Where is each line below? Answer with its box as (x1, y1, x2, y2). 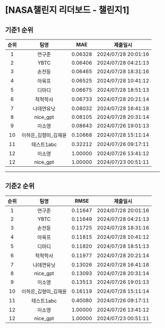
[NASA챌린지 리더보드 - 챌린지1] (5, 4, 130, 16)
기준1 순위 (5, 26, 33, 34)
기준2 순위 (5, 182, 35, 190)
